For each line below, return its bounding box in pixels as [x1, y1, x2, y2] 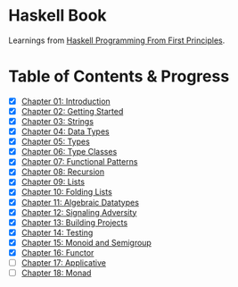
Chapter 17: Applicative [21, 257, 106, 268]
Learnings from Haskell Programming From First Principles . [8, 35, 226, 46]
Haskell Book [8, 5, 108, 26]
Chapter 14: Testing [21, 227, 94, 238]
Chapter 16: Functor [21, 247, 94, 257]
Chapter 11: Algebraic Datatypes [21, 197, 140, 207]
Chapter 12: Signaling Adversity [21, 207, 137, 217]
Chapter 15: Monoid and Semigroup [21, 237, 152, 248]
